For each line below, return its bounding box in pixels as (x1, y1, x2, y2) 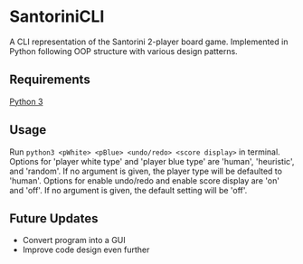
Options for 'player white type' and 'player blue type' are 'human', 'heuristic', (9, 156, 295, 166)
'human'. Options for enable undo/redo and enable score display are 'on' (9, 174, 280, 186)
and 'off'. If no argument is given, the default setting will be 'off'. (9, 184, 248, 195)
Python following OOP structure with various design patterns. (9, 45, 238, 56)
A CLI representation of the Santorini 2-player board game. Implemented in (9, 36, 289, 47)
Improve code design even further (22, 244, 150, 255)
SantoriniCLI (9, 6, 105, 27)
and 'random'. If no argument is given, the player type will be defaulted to (9, 165, 283, 176)
